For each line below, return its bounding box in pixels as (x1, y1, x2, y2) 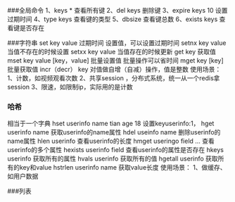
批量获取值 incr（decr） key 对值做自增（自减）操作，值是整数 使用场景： (7, 65, 222, 73)
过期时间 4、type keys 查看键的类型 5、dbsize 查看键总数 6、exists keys (7, 15, 218, 23)
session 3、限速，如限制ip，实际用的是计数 (7, 83, 133, 91)
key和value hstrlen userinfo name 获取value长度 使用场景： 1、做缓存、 (19, 163, 227, 172)
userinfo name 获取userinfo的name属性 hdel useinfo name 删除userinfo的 (7, 128, 221, 137)
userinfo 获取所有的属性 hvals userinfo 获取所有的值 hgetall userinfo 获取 (7, 154, 218, 163)
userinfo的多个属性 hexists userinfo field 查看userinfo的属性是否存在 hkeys (7, 146, 224, 154)
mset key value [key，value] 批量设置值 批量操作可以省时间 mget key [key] (7, 56, 224, 65)
